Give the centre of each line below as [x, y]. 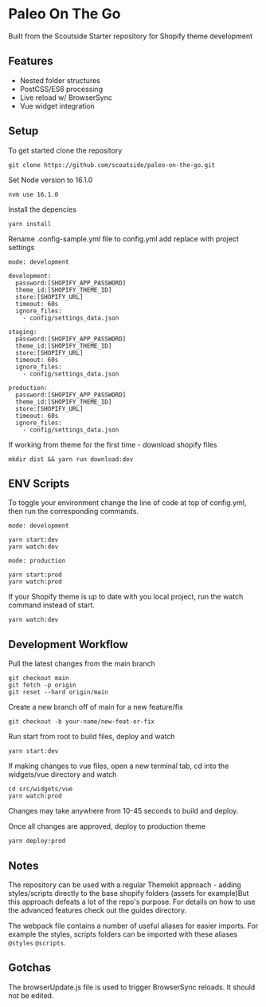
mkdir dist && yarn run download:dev [71, 459]
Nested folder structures [60, 80]
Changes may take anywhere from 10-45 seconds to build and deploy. [123, 811]
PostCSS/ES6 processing [61, 89]
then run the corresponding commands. [74, 511]
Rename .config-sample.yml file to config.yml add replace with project [123, 239]
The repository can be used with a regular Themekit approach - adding [125, 885]
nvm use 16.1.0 [33, 194]
